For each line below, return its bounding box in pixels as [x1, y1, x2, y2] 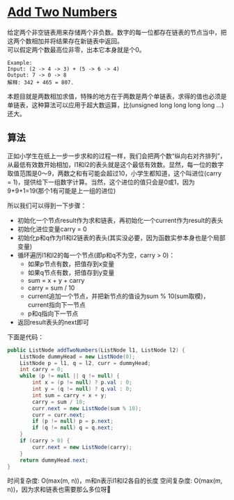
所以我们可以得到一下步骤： [7, 201, 87, 210]
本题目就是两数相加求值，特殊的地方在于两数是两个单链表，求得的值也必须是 [7, 92, 227, 100]
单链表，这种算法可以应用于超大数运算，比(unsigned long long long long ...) [7, 100, 224, 109]
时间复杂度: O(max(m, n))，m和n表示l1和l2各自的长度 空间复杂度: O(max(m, [7, 476, 223, 485]
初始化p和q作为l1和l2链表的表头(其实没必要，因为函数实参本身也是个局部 [17, 233, 226, 242]
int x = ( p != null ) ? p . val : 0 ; [32, 379, 132, 386]
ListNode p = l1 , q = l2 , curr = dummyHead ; [19, 359, 151, 366]
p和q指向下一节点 [27, 309, 79, 318]
